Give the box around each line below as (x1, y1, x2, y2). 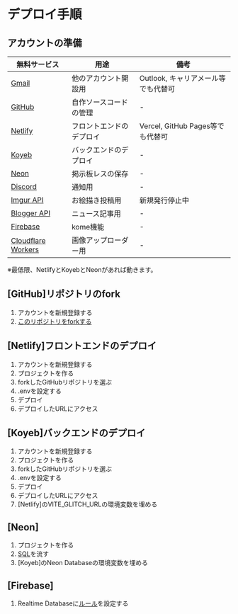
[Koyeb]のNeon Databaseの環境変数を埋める (17, 559, 149, 567)
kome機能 (72, 222, 105, 232)
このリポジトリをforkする (17, 317, 92, 326)
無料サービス (16, 59, 59, 69)
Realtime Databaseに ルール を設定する (17, 599, 129, 608)
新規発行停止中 (139, 195, 190, 205)
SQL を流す (17, 550, 50, 558)
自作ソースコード (72, 97, 129, 107)
